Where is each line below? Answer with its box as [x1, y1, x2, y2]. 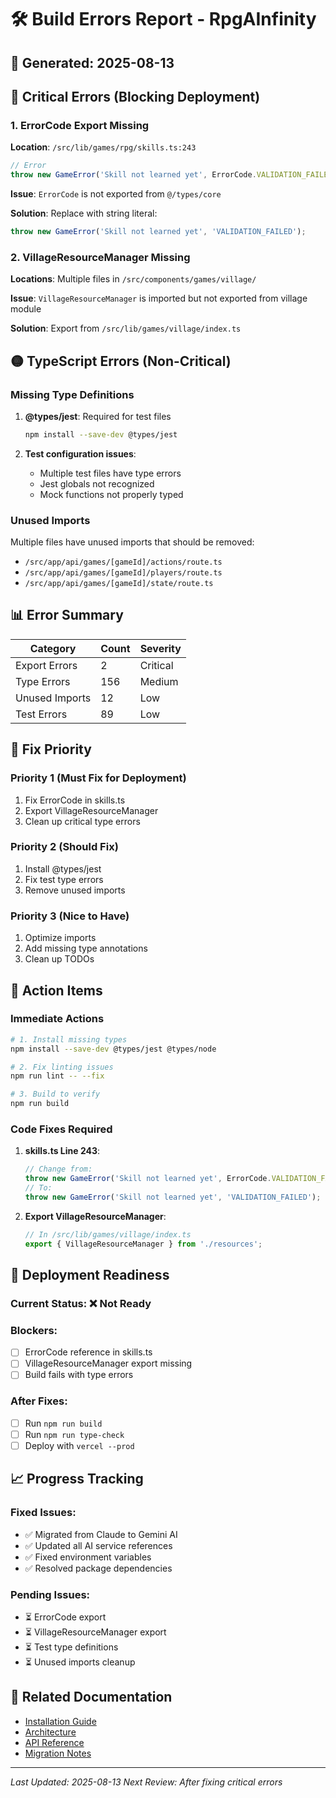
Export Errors [15, 658, 78, 672]
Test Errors [15, 707, 68, 721]
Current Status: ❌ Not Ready [10, 1296, 152, 1310]
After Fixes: [10, 1394, 68, 1408]
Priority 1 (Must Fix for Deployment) [10, 771, 187, 785]
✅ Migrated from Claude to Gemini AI [24, 1528, 178, 1540]
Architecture [24, 1726, 77, 1738]
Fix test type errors [24, 873, 104, 885]
